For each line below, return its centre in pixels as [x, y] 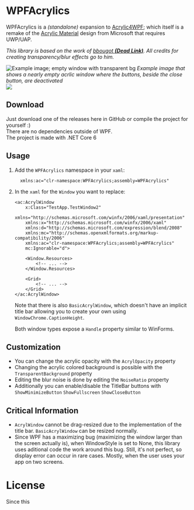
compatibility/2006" [39, 238]
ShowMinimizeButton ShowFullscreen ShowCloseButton [78, 393]
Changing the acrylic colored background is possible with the [88, 367]
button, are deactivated [34, 81]
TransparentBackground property [53, 374]
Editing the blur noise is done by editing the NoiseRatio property [92, 380]
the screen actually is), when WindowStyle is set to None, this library [97, 443]
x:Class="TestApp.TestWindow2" [63, 207]
